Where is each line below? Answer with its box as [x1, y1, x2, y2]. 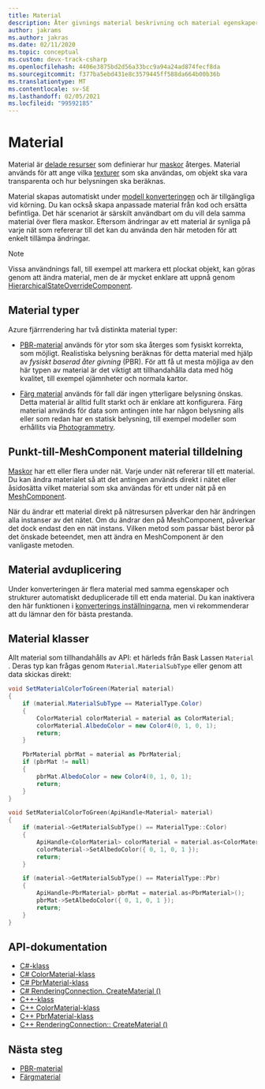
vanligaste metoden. [8, 540, 75, 549]
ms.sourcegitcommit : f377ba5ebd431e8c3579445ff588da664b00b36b [8, 70, 221, 78]
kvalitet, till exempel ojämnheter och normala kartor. [19, 373, 188, 383]
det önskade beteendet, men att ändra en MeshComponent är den [8, 532, 223, 541]
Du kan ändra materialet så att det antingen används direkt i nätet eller [8, 474, 237, 484]
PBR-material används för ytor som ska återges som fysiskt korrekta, [19, 340, 244, 350]
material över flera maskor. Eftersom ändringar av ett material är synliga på [8, 217, 251, 226]
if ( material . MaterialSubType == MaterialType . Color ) [22, 700, 203, 708]
